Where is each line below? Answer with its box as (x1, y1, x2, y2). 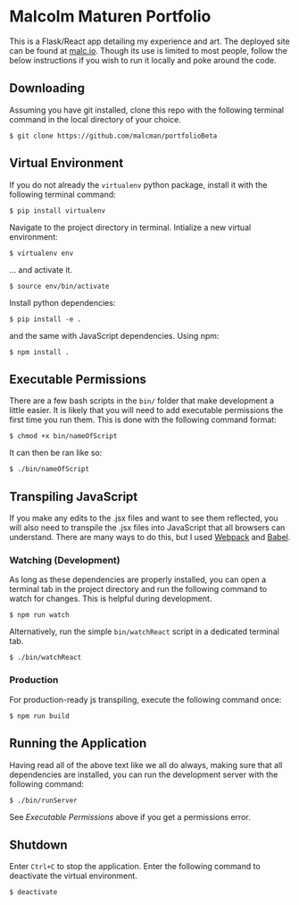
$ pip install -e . (9, 315, 82, 324)
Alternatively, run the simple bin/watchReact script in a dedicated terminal (9, 626, 279, 637)
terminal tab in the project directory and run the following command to (9, 584, 268, 595)
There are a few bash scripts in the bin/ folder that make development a (9, 395, 275, 406)
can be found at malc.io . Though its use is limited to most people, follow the (9, 45, 287, 55)
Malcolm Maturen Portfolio (9, 6, 212, 27)
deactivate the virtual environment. (9, 870, 138, 882)
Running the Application (9, 736, 147, 751)
